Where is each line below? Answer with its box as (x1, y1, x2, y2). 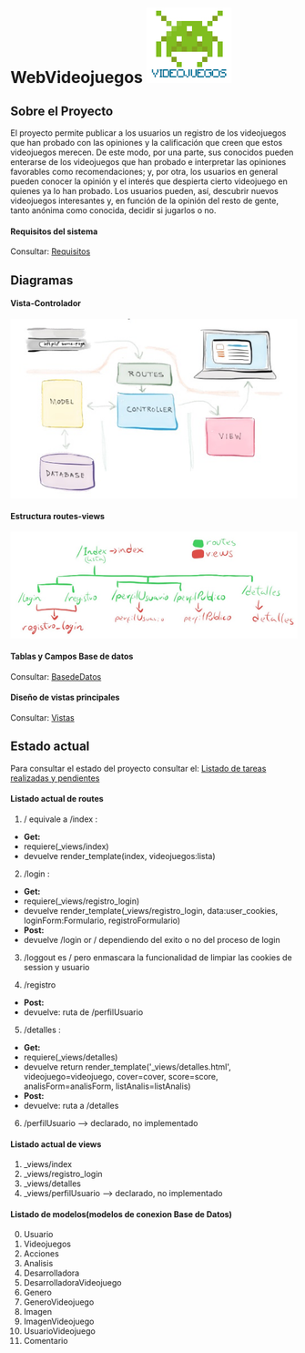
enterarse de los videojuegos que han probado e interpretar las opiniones (10, 157, 287, 167)
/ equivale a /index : (23, 814, 98, 825)
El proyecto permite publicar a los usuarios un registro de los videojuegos (10, 128, 287, 138)
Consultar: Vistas (10, 712, 76, 723)
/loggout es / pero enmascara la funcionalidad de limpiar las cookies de (23, 951, 292, 963)
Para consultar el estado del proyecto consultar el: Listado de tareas (10, 763, 267, 774)
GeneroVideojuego (23, 1297, 95, 1307)
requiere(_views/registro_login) (23, 896, 140, 907)
